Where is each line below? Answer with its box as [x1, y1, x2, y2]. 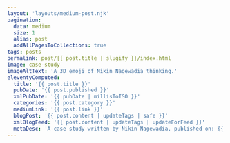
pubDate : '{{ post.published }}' [13, 87, 110, 93]
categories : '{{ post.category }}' [13, 100, 116, 107]
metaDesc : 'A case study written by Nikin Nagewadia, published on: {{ [13, 125, 224, 132]
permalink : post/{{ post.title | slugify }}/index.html [7, 55, 171, 62]
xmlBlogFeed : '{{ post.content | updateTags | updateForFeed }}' [13, 118, 206, 126]
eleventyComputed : [7, 74, 60, 81]
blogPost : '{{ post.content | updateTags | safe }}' [13, 112, 169, 119]
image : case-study [7, 61, 60, 68]
